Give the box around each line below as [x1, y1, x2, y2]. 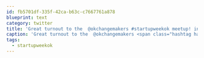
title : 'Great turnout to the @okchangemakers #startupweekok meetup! [6, 25, 191, 32]
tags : [6, 37, 20, 43]
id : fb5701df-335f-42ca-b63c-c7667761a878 [6, 8, 115, 15]
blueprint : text [6, 14, 47, 21]
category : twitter [6, 20, 53, 26]
